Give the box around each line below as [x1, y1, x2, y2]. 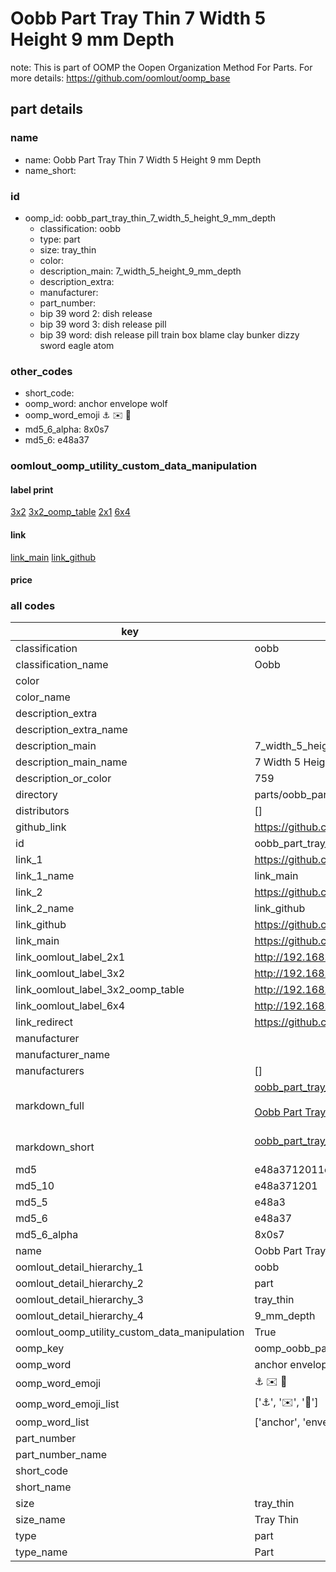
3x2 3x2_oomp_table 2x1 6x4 [10, 506, 131, 518]
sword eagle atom [39, 339, 115, 351]
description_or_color [15, 772, 112, 786]
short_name [15, 1480, 72, 1494]
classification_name [15, 658, 109, 672]
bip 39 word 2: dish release [39, 307, 153, 319]
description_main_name [15, 755, 128, 769]
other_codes [10, 364, 73, 378]
